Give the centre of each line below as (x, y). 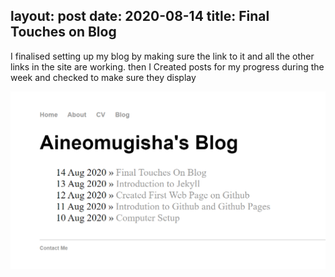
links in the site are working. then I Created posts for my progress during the (167, 66)
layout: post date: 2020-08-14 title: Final (140, 16)
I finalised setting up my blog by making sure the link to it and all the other (162, 56)
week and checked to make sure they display (103, 77)
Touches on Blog (63, 32)
